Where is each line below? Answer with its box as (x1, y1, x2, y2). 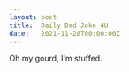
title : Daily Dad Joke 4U (9, 21, 109, 30)
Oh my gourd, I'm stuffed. (9, 54, 103, 64)
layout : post (9, 12, 57, 22)
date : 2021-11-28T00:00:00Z (9, 29, 121, 38)
